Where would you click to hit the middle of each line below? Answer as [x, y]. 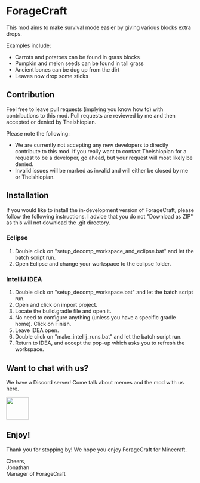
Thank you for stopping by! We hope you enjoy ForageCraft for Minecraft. [96, 450]
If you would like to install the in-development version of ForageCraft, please [100, 210]
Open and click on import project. [56, 305]
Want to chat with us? [47, 368]
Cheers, [16, 461]
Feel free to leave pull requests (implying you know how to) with [85, 109]
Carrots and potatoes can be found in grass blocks [77, 57]
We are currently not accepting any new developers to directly [92, 145]
